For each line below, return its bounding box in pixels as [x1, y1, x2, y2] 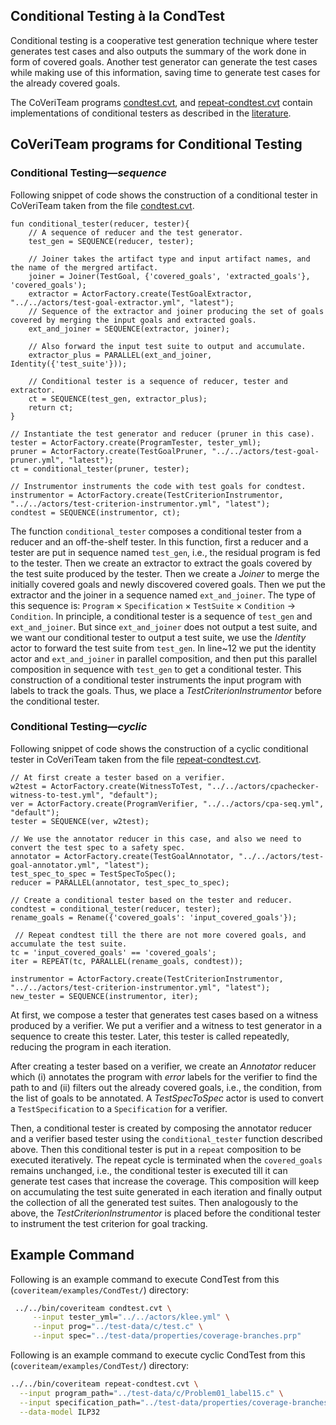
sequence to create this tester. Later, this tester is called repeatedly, [10, 1030, 290, 1042]
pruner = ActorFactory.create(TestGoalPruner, [10, 446, 208, 456]
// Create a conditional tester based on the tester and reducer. [10, 895, 293, 905]
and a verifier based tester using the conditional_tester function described [10, 1132, 323, 1144]
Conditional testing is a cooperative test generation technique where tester [10, 34, 319, 46]
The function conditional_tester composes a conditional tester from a [10, 525, 302, 537]
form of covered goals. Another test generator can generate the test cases [10, 55, 318, 68]
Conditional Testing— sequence [10, 166, 167, 180]
